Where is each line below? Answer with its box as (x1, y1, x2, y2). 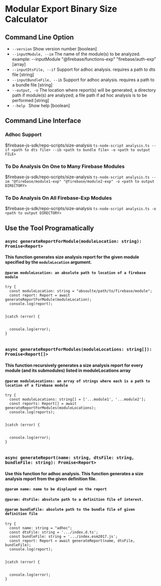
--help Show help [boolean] (12, 103, 70, 108)
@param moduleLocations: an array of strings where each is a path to (5, 379, 150, 384)
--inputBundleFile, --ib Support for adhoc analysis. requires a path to (12, 77, 155, 83)
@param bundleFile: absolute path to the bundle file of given (5, 507, 135, 512)
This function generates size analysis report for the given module (5, 254, 139, 260)
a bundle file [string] (12, 82, 53, 88)
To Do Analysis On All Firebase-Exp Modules (5, 194, 112, 201)
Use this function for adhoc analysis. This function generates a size (5, 470, 144, 476)
